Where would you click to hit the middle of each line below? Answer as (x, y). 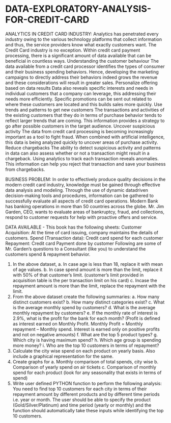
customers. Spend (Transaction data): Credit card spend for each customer (84, 238)
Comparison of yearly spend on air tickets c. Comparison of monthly (84, 367)
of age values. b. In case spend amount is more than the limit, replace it (88, 269)
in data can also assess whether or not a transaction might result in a (78, 153)
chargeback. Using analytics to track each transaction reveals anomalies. (82, 158)
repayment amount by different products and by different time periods (86, 394)
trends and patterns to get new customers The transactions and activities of (85, 110)
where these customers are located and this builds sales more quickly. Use (84, 104)
